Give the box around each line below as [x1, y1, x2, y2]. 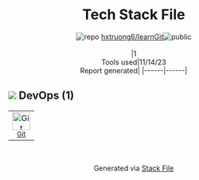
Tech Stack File [82, 6, 185, 24]
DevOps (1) [18, 89, 74, 103]
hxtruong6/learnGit [100, 32, 164, 41]
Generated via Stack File [93, 163, 174, 173]
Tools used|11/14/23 [101, 57, 166, 67]
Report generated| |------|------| [80, 65, 188, 75]
